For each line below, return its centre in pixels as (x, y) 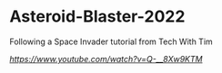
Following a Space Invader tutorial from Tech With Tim (111, 41)
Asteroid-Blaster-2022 (97, 17)
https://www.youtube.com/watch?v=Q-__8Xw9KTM (106, 59)
